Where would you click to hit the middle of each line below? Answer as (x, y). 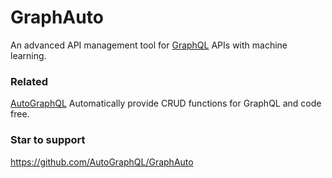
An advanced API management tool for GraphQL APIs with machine (149, 45)
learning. (28, 55)
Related (29, 81)
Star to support (48, 140)
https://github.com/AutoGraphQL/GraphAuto (102, 162)
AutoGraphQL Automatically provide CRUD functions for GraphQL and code (166, 103)
